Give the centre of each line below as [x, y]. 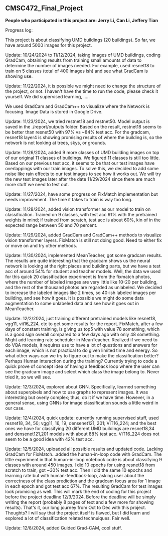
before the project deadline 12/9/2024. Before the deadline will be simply [80, 497]
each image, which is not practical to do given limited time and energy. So [81, 350]
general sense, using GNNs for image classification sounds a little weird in [82, 403]
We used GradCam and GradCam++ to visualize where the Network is [77, 106]
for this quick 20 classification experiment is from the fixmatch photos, [78, 277]
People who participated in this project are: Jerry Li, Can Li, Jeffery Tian [82, 20]
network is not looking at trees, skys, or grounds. [56, 143]
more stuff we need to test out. [37, 184]
